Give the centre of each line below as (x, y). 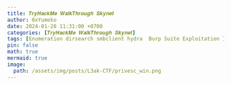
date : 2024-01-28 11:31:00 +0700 (55, 26)
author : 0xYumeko (32, 20)
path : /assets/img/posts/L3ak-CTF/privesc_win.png (87, 71)
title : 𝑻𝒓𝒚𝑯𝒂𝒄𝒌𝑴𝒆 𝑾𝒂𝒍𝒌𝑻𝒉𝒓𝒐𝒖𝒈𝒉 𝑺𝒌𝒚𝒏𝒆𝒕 (61, 13)
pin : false (23, 45)
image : (16, 64)
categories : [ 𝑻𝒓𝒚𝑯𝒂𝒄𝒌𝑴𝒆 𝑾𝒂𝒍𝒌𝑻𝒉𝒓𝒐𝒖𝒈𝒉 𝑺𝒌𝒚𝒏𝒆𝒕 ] (71, 33)
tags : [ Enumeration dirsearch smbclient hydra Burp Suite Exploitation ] (117, 39)
